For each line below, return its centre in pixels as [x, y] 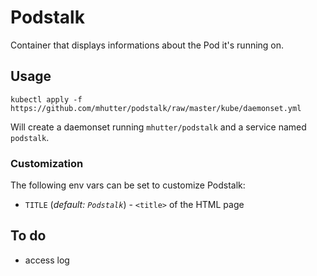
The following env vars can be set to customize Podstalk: [128, 185]
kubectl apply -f [46, 99]
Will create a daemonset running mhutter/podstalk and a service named [158, 127]
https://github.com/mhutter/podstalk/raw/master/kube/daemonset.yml [156, 108]
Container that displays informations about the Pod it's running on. [147, 45]
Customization [47, 163]
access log [47, 260]
